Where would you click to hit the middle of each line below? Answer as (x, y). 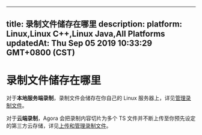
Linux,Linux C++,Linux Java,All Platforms (86, 34)
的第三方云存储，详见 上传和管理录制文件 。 (59, 126)
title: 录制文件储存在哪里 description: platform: (94, 24)
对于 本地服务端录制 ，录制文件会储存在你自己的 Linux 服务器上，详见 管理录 (99, 98)
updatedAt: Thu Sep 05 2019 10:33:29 (79, 43)
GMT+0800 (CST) (41, 52)
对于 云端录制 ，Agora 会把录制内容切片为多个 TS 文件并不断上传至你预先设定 (101, 118)
